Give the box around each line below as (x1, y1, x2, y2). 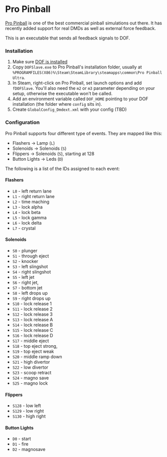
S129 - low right (12, 408, 44, 414)
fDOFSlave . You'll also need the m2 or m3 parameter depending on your (12, 85, 155, 91)
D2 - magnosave (12, 447, 46, 453)
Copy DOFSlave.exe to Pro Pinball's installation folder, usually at (12, 64, 142, 70)
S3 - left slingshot (12, 263, 48, 269)
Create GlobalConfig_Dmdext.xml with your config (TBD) (12, 106, 127, 113)
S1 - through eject (12, 253, 49, 259)
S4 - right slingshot (12, 268, 51, 275)
